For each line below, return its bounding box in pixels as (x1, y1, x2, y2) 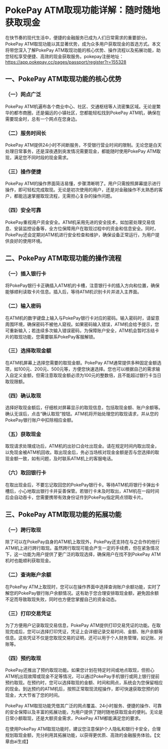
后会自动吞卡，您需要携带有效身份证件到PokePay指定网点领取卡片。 (5, 494, 146, 500)
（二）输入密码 (5, 302, 41, 309)
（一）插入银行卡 (5, 270, 46, 277)
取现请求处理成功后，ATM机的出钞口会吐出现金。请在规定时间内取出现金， (5, 443, 159, 449)
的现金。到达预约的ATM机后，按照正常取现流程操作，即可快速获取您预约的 (5, 686, 159, 692)
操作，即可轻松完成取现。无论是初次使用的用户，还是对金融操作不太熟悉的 (5, 187, 158, 193)
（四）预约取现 (5, 654, 41, 661)
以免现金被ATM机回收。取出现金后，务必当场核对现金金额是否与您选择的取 (5, 449, 159, 456)
